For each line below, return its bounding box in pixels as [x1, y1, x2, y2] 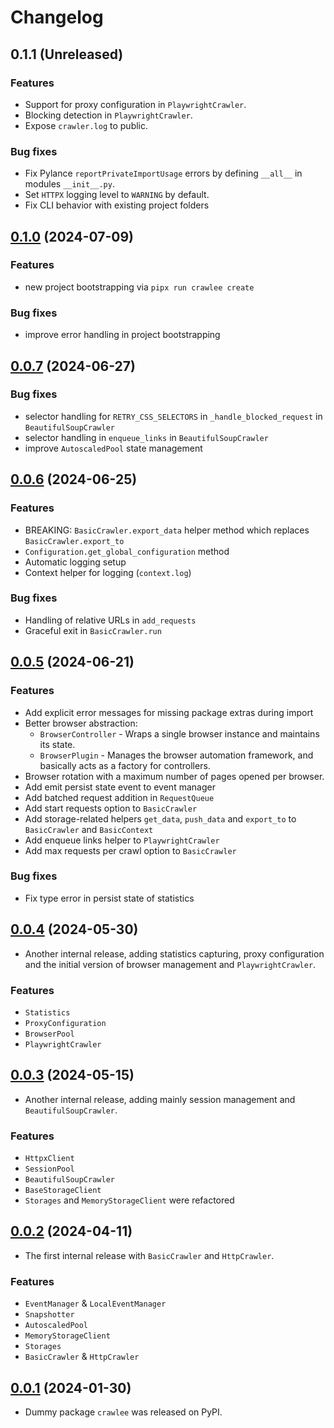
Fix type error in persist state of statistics [24, 892, 195, 904]
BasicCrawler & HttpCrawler [24, 1351, 140, 1363]
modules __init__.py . [24, 178, 115, 190]
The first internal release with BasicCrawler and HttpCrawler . [24, 1249, 275, 1261]
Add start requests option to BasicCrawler [24, 802, 198, 814]
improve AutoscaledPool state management [24, 442, 203, 454]
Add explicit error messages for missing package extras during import [24, 706, 314, 718]
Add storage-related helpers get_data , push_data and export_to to [24, 812, 297, 825]
